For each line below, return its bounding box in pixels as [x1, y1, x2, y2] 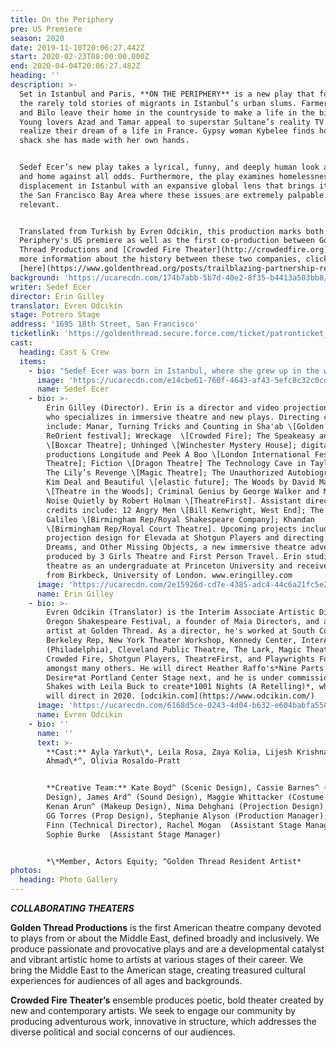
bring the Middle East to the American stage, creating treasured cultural [10, 964, 306, 976]
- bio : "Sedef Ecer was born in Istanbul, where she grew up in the [28, 366, 320, 376]
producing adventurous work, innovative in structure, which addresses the [10, 1016, 317, 1027]
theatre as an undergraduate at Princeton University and [46, 561, 293, 571]
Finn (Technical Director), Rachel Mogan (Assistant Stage [46, 820, 302, 830]
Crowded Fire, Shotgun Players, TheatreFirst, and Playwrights [46, 654, 315, 664]
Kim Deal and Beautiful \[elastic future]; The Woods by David [46, 477, 315, 488]
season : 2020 [10, 33, 65, 43]
